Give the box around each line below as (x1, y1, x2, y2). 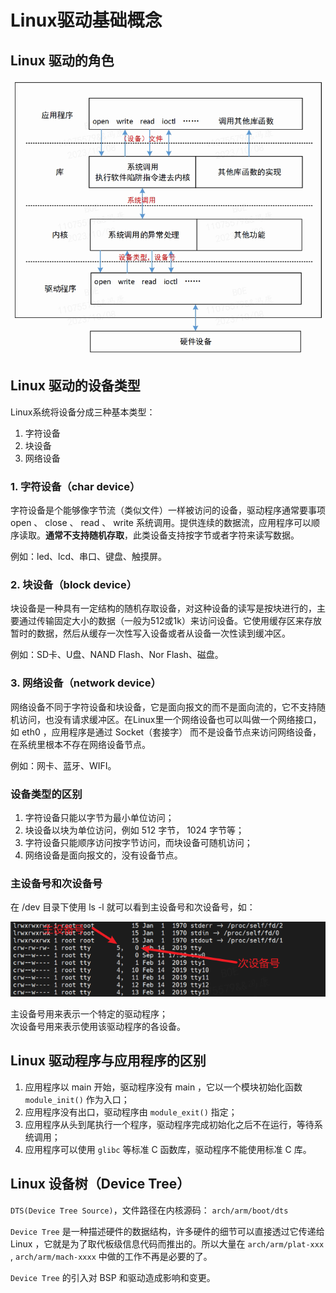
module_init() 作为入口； (24, 1093, 130, 1105)
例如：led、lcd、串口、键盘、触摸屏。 (10, 551, 168, 563)
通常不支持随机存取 (45, 529, 125, 541)
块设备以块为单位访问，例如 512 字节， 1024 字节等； (24, 824, 245, 836)
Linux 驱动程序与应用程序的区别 (10, 1052, 207, 1070)
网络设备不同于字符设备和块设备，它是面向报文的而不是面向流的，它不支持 (10, 701, 317, 713)
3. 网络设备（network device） (10, 676, 162, 690)
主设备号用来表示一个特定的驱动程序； (10, 1008, 168, 1020)
